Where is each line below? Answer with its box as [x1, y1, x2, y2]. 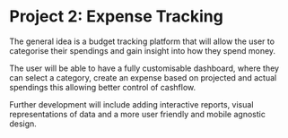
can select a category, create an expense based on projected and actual [9, 72, 277, 82]
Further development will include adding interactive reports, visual [9, 99, 254, 109]
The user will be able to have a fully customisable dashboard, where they [9, 63, 280, 73]
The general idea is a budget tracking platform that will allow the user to [9, 36, 275, 47]
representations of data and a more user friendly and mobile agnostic [9, 108, 266, 119]
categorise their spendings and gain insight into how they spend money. [9, 45, 276, 56]
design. [9, 118, 38, 129]
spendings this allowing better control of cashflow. [9, 82, 196, 92]
